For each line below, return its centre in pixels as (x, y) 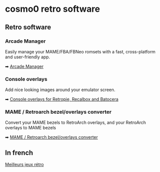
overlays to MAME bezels (30, 128)
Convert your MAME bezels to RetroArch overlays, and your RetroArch (76, 123)
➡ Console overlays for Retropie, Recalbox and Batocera (62, 99)
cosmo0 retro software (52, 9)
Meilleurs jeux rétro (24, 165)
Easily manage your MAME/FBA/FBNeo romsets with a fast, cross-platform (80, 51)
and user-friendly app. (28, 57)
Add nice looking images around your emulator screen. (60, 90)
